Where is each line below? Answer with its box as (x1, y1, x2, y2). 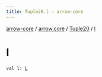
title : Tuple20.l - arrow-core (6, 8, 84, 15)
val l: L (6, 65, 28, 71)
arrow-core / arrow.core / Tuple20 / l (6, 25, 96, 32)
